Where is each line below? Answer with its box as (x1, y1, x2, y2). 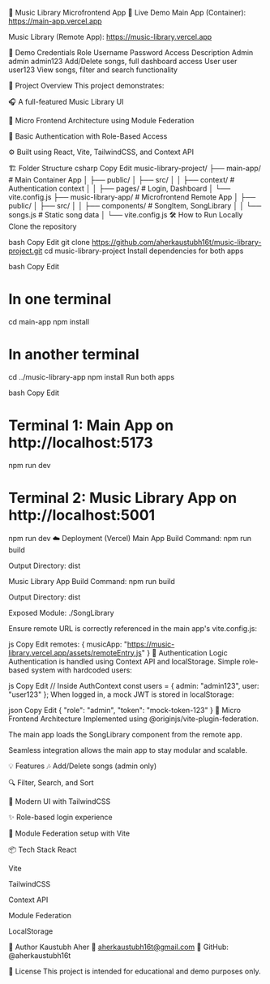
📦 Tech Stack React (8, 844, 77, 854)
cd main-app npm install (8, 316, 90, 326)
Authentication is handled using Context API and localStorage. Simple (8, 656, 241, 666)
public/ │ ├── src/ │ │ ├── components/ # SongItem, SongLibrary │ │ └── (8, 201, 262, 210)
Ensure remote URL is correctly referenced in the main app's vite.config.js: (8, 623, 258, 633)
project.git (8, 246, 43, 256)
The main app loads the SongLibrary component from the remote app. (8, 729, 243, 739)
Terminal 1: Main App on (8, 416, 174, 435)
